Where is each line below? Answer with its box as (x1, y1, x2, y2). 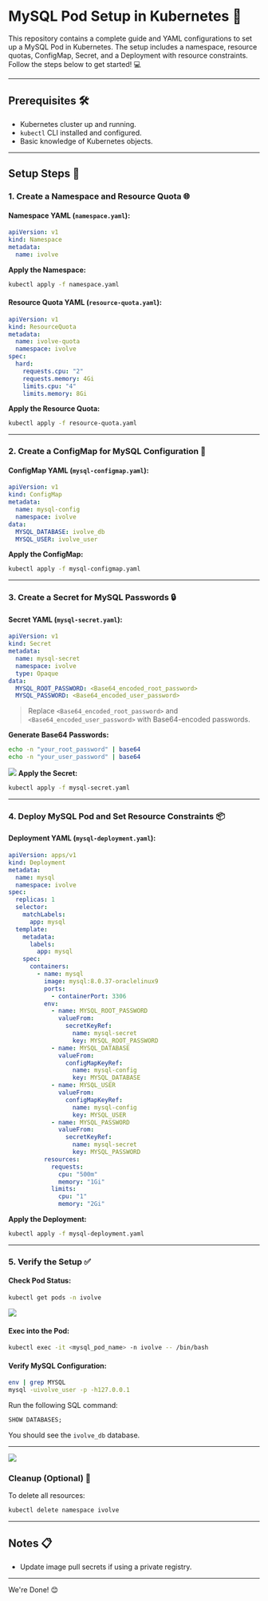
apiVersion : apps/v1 (8, 852, 77, 860)
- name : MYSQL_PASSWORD (50, 1118, 130, 1126)
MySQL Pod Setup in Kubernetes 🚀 (8, 7, 242, 26)
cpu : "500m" (58, 1170, 98, 1178)
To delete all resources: (8, 1491, 85, 1500)
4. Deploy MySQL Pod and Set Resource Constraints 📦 (8, 810, 225, 821)
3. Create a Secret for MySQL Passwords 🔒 (8, 592, 176, 603)
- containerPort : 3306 (50, 992, 127, 1000)
